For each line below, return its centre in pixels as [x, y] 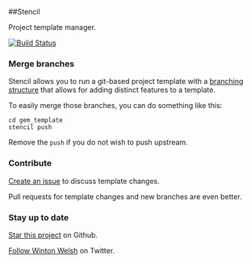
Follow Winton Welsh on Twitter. [62, 250]
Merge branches [42, 64]
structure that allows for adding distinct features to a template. [112, 90]
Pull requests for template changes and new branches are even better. [125, 196]
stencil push [30, 127]
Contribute [30, 163]
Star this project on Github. [53, 235]
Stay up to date [39, 217]
